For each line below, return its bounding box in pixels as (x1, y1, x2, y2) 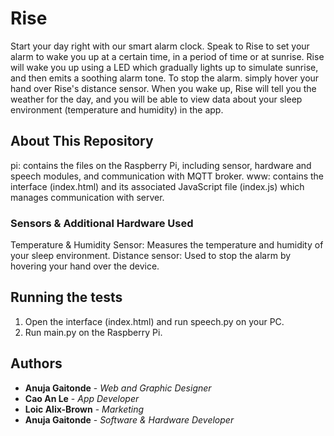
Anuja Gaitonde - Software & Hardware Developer (24, 413, 235, 426)
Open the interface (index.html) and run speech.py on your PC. (24, 315, 285, 327)
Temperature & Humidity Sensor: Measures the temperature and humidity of (10, 239, 324, 251)
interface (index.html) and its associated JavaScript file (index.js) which (10, 180, 305, 192)
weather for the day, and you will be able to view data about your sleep (10, 93, 303, 105)
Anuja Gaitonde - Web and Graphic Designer (24, 382, 212, 394)
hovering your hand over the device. (10, 260, 160, 272)
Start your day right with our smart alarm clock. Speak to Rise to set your (10, 40, 310, 52)
